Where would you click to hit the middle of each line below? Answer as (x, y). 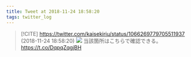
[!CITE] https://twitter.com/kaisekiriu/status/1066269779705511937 (103, 33)
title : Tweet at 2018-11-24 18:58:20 (53, 11)
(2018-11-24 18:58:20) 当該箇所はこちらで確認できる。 (91, 41)
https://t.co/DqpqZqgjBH (51, 47)
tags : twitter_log (29, 17)
